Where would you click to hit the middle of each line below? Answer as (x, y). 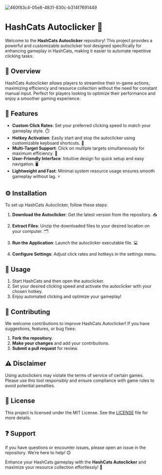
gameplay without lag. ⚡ (36, 176)
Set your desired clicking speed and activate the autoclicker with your (82, 286)
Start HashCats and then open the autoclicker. (58, 281)
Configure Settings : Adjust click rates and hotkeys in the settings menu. (84, 254)
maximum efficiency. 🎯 (35, 153)
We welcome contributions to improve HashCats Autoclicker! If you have (77, 323)
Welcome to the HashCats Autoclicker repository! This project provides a (79, 40)
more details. (18, 418)
